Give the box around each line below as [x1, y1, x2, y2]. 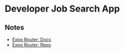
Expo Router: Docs [12, 36, 51, 42]
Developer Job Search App [5, 3, 120, 15]
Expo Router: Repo [12, 42, 52, 48]
